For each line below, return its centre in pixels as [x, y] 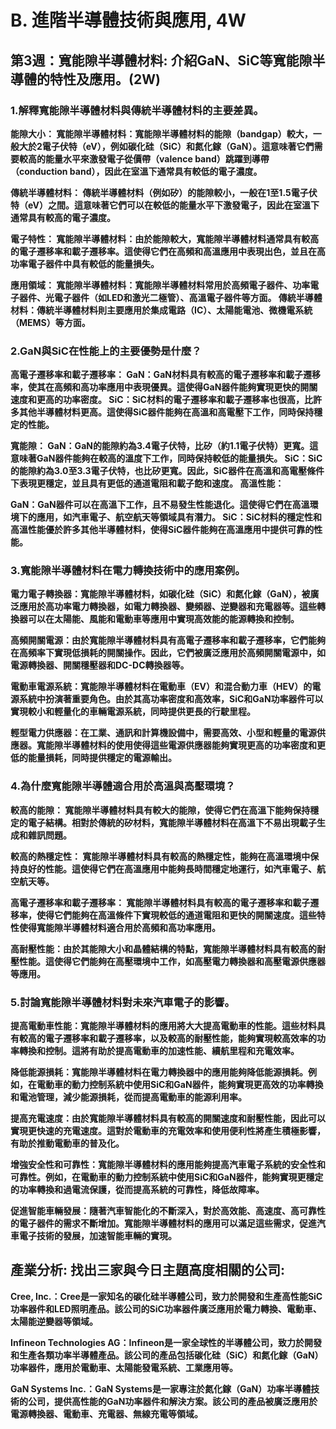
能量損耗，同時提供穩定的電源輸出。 [102, 758]
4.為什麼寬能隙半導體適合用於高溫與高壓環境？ [123, 786]
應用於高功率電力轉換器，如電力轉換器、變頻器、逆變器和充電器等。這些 [167, 607]
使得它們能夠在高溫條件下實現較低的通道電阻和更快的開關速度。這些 [176, 915]
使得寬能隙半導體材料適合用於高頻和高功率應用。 [119, 927]
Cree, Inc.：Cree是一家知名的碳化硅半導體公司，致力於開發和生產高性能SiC [166, 1296]
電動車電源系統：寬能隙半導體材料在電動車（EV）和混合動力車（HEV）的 [161, 687]
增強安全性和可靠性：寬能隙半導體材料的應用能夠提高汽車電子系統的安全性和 [168, 1165]
